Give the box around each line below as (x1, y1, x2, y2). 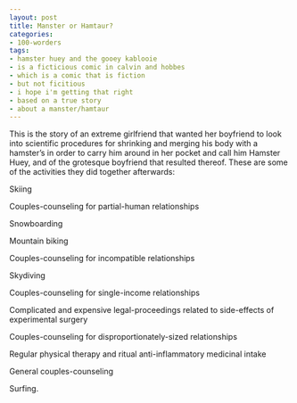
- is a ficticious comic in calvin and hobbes (9, 63, 186, 72)
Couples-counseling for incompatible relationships (9, 253, 195, 264)
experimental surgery (9, 314, 88, 325)
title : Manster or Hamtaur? (9, 21, 114, 30)
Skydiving (9, 270, 46, 281)
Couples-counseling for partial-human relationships (9, 201, 200, 212)
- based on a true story (9, 95, 102, 105)
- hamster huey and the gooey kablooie (9, 54, 158, 63)
